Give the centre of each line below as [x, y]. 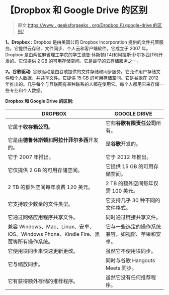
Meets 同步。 [121, 268]
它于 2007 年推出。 [31, 157]
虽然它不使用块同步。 [131, 251]
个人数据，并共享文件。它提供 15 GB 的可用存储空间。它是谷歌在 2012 [86, 78]
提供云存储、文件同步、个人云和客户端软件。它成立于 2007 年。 [84, 48]
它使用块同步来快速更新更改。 [43, 251]
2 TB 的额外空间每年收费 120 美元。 [51, 187]
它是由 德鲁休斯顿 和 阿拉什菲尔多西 [48, 140]
